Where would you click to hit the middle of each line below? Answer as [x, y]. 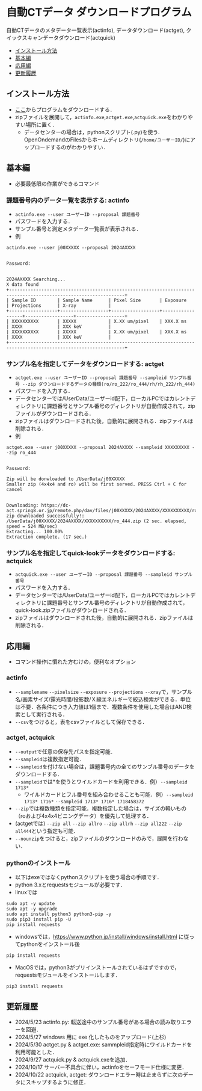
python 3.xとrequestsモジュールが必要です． [70, 885]
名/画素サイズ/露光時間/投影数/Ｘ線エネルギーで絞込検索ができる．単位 [103, 699]
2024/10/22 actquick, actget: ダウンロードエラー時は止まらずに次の [99, 1074]
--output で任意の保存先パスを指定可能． [65, 751]
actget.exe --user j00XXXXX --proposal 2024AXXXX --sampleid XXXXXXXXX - [101, 448]
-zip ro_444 [21, 453]
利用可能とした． [36, 1052]
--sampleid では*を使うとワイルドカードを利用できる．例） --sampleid [101, 781]
